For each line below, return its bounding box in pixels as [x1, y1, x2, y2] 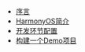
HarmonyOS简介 [15, 16, 69, 26]
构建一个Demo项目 [15, 36, 77, 45]
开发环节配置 [15, 26, 57, 35]
